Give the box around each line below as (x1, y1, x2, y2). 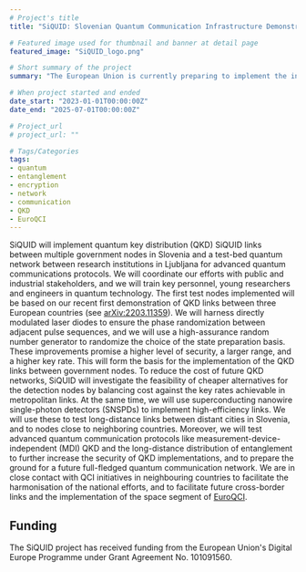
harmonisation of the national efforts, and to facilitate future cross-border (9, 482, 285, 493)
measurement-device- (196, 433, 280, 444)
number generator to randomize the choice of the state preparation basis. (9, 337, 286, 348)
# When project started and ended (9, 88, 141, 98)
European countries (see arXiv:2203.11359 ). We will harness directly (9, 307, 265, 318)
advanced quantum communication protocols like (9, 433, 195, 444)
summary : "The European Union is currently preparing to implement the (9, 72, 287, 81)
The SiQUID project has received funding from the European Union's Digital (9, 542, 293, 553)
